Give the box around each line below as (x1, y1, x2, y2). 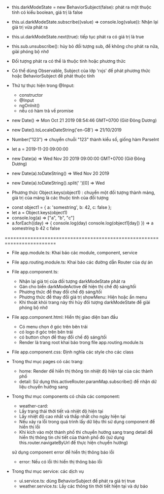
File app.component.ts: (11, 269, 59, 274)
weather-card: (19, 403, 48, 409)
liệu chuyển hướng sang (19, 384, 68, 389)
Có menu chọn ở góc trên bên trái (19, 324, 88, 330)
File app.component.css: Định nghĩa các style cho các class (11, 349, 134, 355)
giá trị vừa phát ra (11, 24, 48, 30)
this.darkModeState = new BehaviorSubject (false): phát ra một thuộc (11, 4, 152, 10)
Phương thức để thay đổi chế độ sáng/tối (19, 289, 102, 295)
